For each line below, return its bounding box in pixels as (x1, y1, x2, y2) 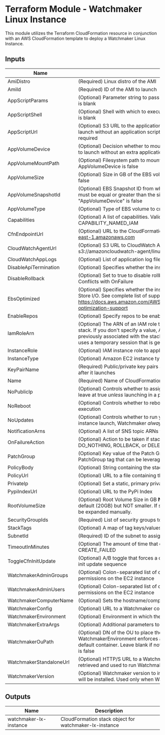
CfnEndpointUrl (7, 231, 43, 237)
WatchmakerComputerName (7, 597, 74, 604)
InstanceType (7, 355, 39, 362)
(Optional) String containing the (78, 464, 151, 471)
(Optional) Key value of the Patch (78, 450, 155, 457)
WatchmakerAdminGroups (7, 571, 68, 578)
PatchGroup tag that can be (78, 456, 142, 463)
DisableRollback (7, 275, 45, 282)
